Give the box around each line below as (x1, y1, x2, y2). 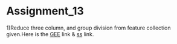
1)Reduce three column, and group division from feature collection (6, 24, 171, 31)
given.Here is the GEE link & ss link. (6, 30, 94, 37)
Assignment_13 (6, 4, 85, 18)
